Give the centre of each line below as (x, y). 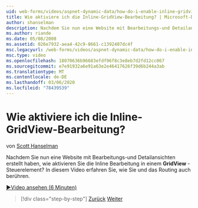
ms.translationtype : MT (35, 72)
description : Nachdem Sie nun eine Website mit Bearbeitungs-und (88, 28)
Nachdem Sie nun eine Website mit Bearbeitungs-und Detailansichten (91, 157)
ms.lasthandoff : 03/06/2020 (41, 83)
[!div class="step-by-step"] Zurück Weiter (72, 199)
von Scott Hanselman (32, 146)
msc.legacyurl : (25, 50)
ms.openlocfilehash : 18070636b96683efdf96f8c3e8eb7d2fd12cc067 (85, 61)
